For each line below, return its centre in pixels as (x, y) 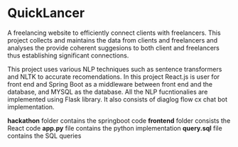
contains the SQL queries (44, 136)
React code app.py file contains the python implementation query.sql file (115, 128)
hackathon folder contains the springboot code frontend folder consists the (119, 120)
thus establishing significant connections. (68, 55)
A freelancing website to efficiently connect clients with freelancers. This (114, 33)
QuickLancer (46, 13)
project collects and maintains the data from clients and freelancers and (113, 40)
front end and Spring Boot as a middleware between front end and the (110, 84)
